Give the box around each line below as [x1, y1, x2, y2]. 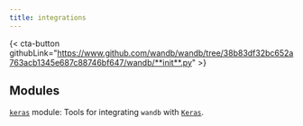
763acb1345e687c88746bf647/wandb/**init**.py [9, 57, 192, 67]
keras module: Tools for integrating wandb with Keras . [9, 107, 205, 118]
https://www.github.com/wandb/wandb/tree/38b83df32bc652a [57, 47, 294, 58]
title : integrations [9, 13, 87, 22]
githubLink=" [9, 47, 58, 58]
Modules [9, 83, 60, 99]
